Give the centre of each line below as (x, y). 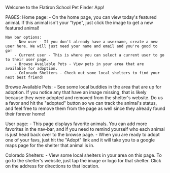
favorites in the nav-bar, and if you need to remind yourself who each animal (85, 129)
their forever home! (25, 114)
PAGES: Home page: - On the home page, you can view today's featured (81, 17)
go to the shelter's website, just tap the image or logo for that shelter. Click (83, 161)
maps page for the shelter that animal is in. (50, 145)
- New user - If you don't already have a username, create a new (86, 42)
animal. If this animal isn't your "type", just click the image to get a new (79, 23)
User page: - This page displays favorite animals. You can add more (76, 124)
